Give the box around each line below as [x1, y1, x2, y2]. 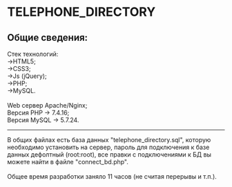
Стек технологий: [7, 50, 59, 58]
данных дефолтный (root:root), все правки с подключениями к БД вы [7, 150, 212, 159]
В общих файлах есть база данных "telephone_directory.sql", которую [7, 136, 211, 144]
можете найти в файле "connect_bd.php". [7, 158, 129, 166]
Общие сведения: [7, 32, 88, 43]
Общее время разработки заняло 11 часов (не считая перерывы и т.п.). [7, 173, 217, 180]
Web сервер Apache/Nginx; [7, 101, 88, 109]
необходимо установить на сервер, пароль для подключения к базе [7, 143, 210, 151]
